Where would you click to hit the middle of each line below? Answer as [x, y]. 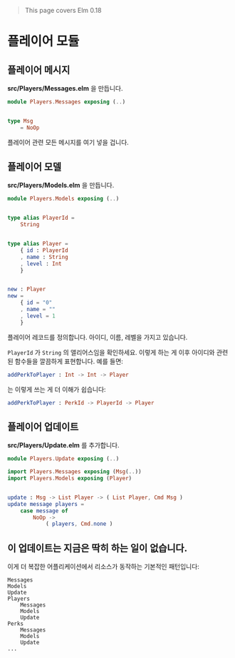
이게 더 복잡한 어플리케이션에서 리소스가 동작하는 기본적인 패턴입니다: [103, 567]
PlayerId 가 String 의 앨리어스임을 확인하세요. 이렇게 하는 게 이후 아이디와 [111, 352]
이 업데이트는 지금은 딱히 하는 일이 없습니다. [97, 548]
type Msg [20, 121]
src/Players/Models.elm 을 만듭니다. [61, 186]
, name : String [45, 257]
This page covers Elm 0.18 [63, 10]
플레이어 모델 [35, 167]
